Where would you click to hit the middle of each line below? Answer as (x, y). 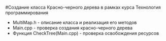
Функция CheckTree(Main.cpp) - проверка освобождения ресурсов (86, 33)
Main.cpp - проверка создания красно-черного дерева (73, 28)
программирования (27, 13)
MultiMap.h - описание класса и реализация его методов (75, 23)
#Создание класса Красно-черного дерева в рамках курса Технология (83, 7)
